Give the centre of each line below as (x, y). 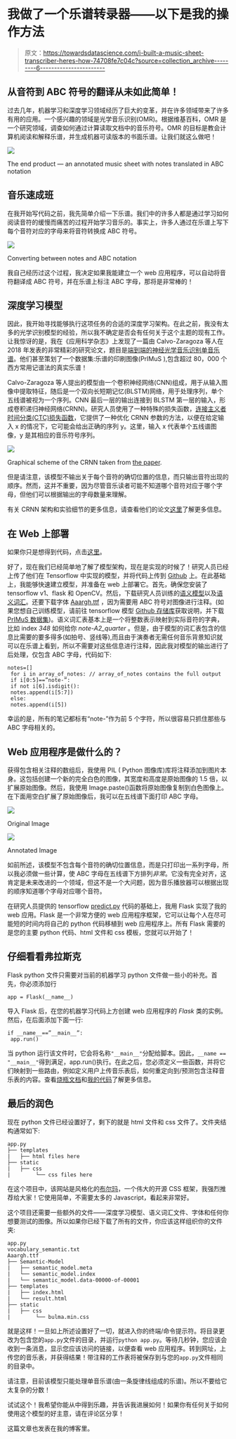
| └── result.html (38, 1299)
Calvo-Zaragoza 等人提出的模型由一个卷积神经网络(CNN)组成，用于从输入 (114, 383)
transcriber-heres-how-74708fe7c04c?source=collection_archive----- (126, 60)
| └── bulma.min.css (48, 1317)
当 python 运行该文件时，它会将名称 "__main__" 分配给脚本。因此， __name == (117, 1053)
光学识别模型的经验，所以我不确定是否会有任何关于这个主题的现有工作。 (124, 333)
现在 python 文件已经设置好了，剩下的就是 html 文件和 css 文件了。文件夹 (114, 1122)
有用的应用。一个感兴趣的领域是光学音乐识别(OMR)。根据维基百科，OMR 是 (117, 119)
